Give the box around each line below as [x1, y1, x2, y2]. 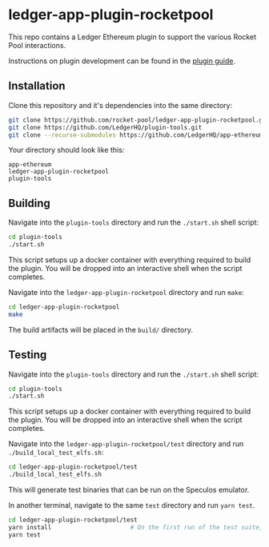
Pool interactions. [8, 40, 66, 50]
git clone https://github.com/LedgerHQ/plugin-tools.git [8, 123, 203, 131]
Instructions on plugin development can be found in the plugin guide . [8, 56, 236, 66]
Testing [8, 348, 47, 361]
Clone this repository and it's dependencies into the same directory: [8, 100, 233, 110]
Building [8, 196, 50, 210]
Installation [8, 79, 66, 93]
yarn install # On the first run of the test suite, [8, 523, 263, 531]
